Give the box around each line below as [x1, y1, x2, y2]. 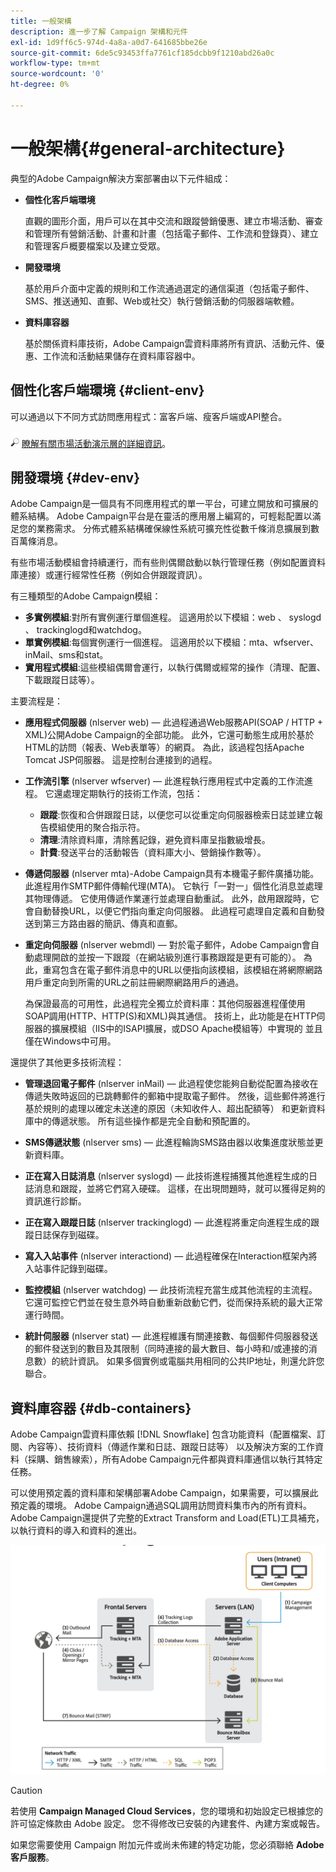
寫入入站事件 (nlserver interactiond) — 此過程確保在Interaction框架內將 [24, 1250, 318, 1262]
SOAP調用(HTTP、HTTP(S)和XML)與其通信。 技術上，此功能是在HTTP [24, 1010, 317, 1022]
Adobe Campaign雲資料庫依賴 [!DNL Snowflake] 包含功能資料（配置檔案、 [10, 1428, 317, 1440]
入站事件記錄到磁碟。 [24, 1263, 113, 1275]
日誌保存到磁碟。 [33, 1229, 105, 1241]
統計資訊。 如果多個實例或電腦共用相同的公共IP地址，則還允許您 [59, 1355, 325, 1367]
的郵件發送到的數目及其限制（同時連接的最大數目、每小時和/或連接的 [24, 1343, 309, 1355]
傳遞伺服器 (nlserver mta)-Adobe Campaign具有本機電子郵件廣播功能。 [24, 868, 320, 880]
